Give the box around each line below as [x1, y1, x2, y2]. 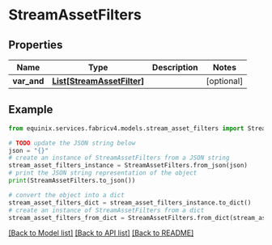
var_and [12, 75, 45, 87]
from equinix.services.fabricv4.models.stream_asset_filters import [8, 124, 244, 133]
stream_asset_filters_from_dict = [8, 213, 125, 222]
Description [152, 62, 198, 73]
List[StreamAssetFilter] [52, 75, 145, 87]
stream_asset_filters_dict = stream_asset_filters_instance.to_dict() [8, 198, 252, 207]
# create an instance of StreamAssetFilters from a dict [8, 206, 205, 214]
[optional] [206, 75, 244, 87]
